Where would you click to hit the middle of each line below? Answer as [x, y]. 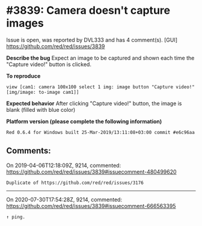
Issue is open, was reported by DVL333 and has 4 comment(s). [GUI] [92, 40]
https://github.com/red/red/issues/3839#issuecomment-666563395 [91, 206]
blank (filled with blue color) [41, 109]
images [25, 23]
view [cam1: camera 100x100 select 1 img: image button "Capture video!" [101, 87]
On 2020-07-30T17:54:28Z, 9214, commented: [64, 200]
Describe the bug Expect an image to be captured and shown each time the [100, 58]
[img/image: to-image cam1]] [43, 92]
